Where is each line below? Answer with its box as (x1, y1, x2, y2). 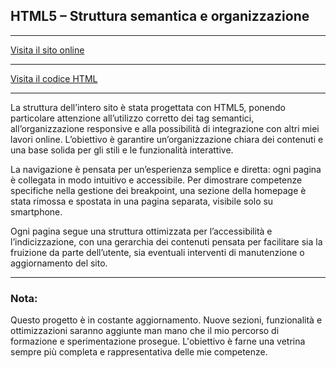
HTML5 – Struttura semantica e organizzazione (10, 8, 310, 25)
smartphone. (10, 205, 63, 218)
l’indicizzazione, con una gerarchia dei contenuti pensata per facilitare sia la (10, 235, 323, 248)
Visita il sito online (10, 44, 85, 56)
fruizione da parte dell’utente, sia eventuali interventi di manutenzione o (10, 246, 305, 258)
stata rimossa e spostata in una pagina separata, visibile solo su (10, 195, 274, 207)
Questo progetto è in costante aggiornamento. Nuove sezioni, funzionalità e (10, 314, 323, 326)
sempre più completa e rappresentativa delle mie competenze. (10, 346, 268, 358)
